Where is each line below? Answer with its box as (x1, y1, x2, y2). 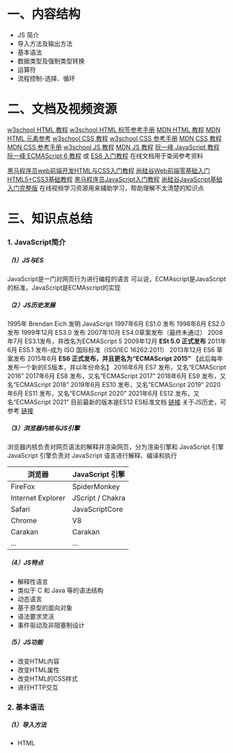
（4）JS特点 (7, 558, 44, 567)
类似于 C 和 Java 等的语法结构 (17, 586, 104, 594)
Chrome (10, 516, 37, 525)
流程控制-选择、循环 (17, 74, 76, 82)
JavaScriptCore (72, 504, 124, 514)
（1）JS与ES (7, 255, 44, 264)
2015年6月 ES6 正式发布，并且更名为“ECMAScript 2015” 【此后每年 (26, 354, 224, 363)
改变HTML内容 (17, 657, 60, 665)
